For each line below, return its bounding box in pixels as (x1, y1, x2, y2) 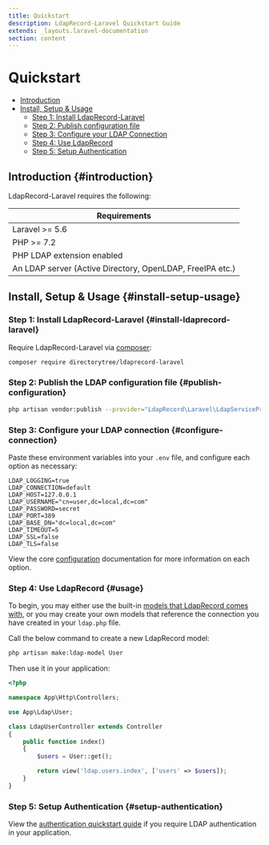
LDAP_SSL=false (8, 533, 59, 541)
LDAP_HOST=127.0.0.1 (8, 491, 78, 499)
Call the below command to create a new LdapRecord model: (8, 634, 210, 643)
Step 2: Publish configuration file (31, 121, 140, 131)
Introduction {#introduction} (8, 169, 154, 183)
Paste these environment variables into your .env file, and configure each (8, 453, 251, 463)
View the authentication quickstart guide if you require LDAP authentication (8, 819, 257, 829)
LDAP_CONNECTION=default (8, 484, 91, 492)
